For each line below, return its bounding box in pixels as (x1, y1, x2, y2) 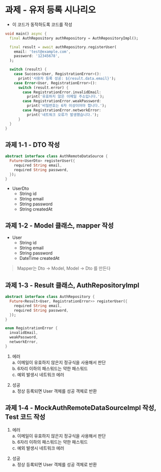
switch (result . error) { (18, 85, 69, 90)
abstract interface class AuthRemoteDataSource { (5, 154, 108, 159)
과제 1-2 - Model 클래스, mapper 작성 (5, 221, 114, 230)
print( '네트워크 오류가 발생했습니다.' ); (26, 112, 99, 117)
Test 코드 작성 (5, 413, 45, 421)
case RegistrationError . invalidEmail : (22, 90, 101, 95)
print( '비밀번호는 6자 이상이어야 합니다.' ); (26, 103, 107, 108)
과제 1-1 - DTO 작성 (5, 140, 60, 149)
